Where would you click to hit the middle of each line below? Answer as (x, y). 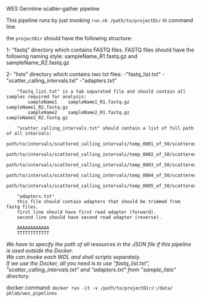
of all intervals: (29, 134)
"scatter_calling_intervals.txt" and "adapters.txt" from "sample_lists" (91, 270)
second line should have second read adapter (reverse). (89, 218)
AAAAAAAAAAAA (33, 228)
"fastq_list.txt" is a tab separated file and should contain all (101, 92)
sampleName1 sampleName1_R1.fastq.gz (79, 102)
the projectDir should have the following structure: (69, 38)
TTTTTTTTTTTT (33, 233)
